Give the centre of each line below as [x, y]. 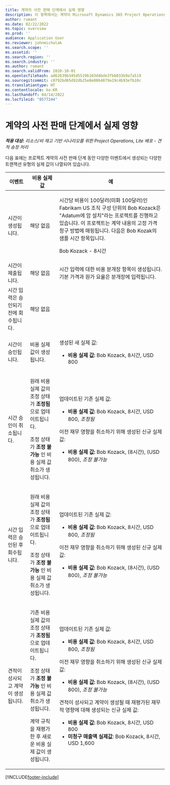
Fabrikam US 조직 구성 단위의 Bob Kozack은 [110, 208]
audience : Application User [35, 38]
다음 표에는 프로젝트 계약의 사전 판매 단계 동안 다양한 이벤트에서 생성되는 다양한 [83, 158]
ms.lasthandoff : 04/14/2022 [35, 95]
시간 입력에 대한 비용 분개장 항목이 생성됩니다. [111, 270]
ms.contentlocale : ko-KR [31, 90]
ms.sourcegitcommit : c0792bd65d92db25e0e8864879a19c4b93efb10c [73, 80]
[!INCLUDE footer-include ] [32, 777]
